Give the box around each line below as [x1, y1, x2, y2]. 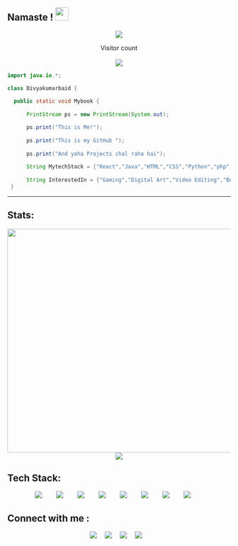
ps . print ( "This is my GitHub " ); [25, 137, 125, 144]
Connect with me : [7, 512, 90, 524]
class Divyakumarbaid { [7, 84, 78, 92]
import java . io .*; [7, 72, 62, 79]
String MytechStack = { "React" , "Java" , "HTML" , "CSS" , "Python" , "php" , [25, 164, 233, 171]
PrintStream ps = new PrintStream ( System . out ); [25, 111, 170, 118]
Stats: [7, 210, 35, 222]
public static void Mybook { [13, 98, 100, 105]
